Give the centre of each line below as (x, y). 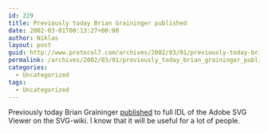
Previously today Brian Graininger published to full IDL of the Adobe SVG (128, 112)
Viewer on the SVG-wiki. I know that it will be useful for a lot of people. (124, 121)
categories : (28, 68)
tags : (17, 82)
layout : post (30, 45)
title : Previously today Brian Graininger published (98, 23)
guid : (17, 53)
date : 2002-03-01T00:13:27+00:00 (64, 30)
